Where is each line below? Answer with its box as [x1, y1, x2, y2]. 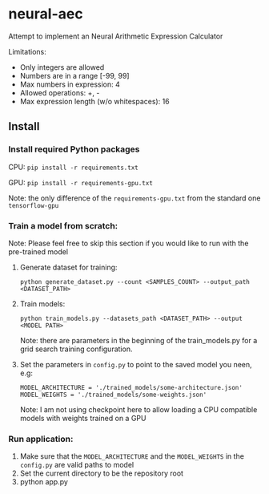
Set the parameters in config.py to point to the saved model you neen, [19, 359, 252, 369]
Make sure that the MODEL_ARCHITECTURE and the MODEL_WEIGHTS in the [19, 451, 244, 461]
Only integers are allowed [19, 62, 105, 72]
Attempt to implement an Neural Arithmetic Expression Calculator [8, 31, 223, 41]
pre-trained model [8, 246, 69, 257]
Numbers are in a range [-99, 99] [19, 71, 130, 80]
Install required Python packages [8, 144, 140, 155]
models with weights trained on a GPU [19, 413, 147, 423]
